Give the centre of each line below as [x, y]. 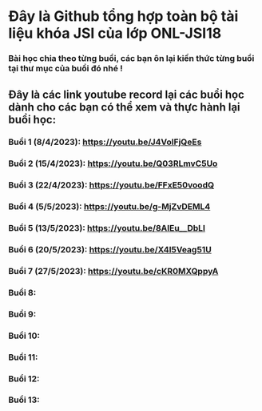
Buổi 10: [24, 336]
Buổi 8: [22, 292]
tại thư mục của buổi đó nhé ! [66, 69]
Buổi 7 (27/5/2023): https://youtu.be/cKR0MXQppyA [113, 271]
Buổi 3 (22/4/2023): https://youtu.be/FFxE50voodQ [111, 185]
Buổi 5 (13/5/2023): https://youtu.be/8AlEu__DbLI [107, 228]
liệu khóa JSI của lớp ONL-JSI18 [115, 33]
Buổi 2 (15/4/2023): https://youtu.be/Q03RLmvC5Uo [113, 163]
